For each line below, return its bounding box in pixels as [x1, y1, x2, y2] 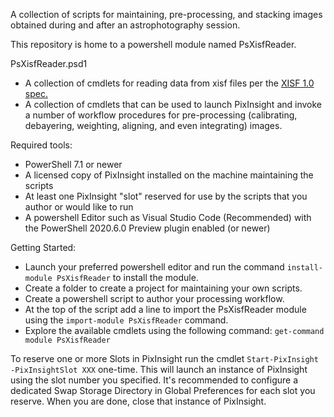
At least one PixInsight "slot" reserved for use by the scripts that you [24, 190, 308, 202]
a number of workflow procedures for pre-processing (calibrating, [24, 109, 298, 121]
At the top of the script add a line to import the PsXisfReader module [24, 304, 307, 315]
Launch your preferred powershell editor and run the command [24, 261, 285, 273]
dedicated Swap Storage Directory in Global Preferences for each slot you [10, 385, 316, 396]
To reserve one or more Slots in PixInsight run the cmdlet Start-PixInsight [10, 353, 319, 364]
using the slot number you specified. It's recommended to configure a [10, 374, 298, 386]
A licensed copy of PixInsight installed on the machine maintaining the [24, 169, 314, 181]
